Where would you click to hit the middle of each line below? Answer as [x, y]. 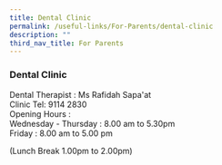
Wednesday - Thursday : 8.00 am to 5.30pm [92, 123]
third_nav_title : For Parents [67, 43]
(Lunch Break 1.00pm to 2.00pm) [71, 150]
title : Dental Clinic [50, 18]
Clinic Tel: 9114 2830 [48, 104]
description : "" [40, 34]
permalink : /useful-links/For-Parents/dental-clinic [111, 26]
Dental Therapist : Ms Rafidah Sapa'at [81, 94]
